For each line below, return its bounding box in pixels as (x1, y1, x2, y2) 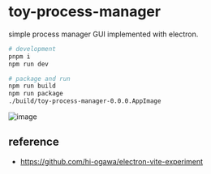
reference (8, 135, 59, 149)
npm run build (8, 82, 57, 91)
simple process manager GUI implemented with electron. (8, 29, 199, 39)
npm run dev (8, 60, 49, 68)
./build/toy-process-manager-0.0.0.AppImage (8, 97, 161, 105)
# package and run (8, 74, 71, 83)
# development (8, 45, 57, 53)
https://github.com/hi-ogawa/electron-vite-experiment (19, 156, 204, 166)
